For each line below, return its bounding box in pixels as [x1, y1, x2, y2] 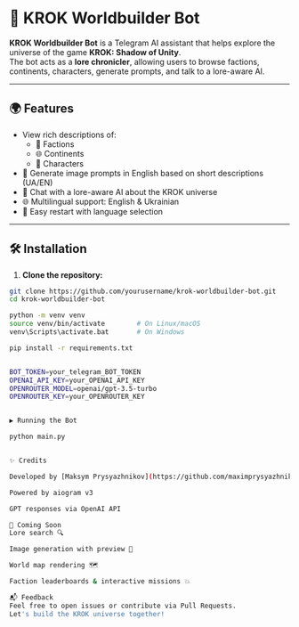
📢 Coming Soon [9, 520, 62, 529]
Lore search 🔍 [9, 529, 64, 538]
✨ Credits [9, 456, 47, 466]
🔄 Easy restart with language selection [21, 206, 163, 216]
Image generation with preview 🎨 [9, 545, 133, 554]
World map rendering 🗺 [9, 561, 99, 570]
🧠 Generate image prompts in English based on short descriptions [21, 167, 264, 178]
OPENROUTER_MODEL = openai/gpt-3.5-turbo [9, 384, 158, 393]
